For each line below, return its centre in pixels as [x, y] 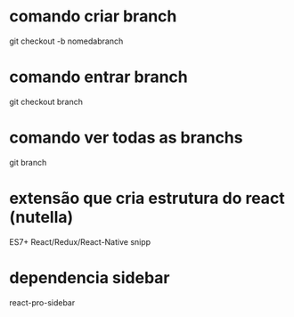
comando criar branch [93, 16]
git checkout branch [46, 102]
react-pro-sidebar [42, 302]
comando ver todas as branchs [126, 138]
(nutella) [41, 217]
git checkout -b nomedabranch [66, 41]
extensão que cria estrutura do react [147, 199]
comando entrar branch [99, 77]
